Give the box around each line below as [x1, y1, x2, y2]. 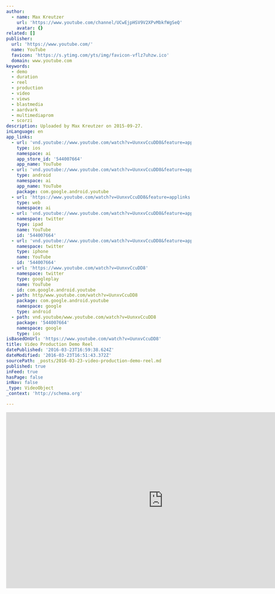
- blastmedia [11, 101, 43, 107]
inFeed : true [6, 369, 38, 374]
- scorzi [11, 118, 33, 124]
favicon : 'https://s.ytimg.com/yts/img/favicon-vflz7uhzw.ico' [11, 52, 169, 58]
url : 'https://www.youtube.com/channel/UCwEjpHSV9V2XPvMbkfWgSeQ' [16, 19, 183, 25]
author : [6, 8, 25, 15]
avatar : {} [16, 25, 43, 31]
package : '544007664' [16, 319, 69, 326]
